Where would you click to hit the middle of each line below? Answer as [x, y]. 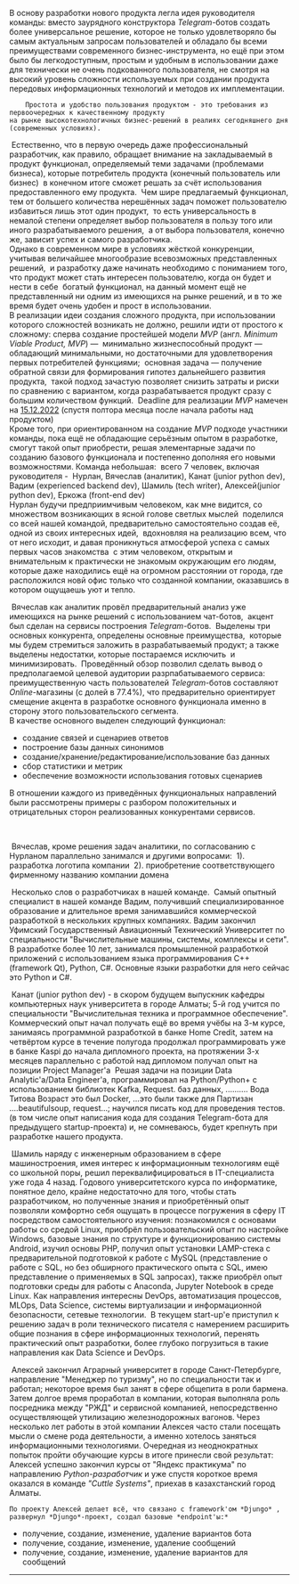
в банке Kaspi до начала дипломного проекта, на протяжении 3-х [134, 1051]
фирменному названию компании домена [89, 875]
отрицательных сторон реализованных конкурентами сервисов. [132, 812]
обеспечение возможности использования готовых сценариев [142, 776]
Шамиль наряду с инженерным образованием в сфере [116, 1154]
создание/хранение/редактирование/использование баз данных [146, 757]
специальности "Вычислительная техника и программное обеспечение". [149, 1013]
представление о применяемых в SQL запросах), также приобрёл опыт [146, 1277]
